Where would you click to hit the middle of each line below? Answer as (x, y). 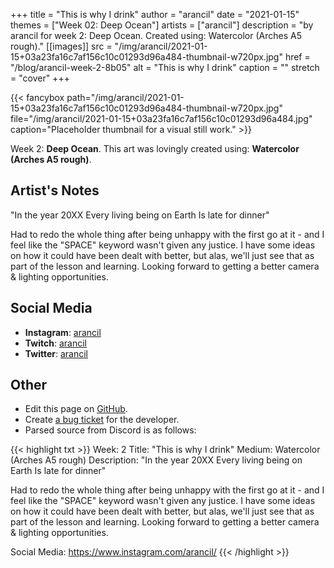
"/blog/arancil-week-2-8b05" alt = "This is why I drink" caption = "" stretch (165, 67)
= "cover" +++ (40, 78)
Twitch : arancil (55, 343)
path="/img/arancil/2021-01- (125, 97)
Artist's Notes (55, 190)
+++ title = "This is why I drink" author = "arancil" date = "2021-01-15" (155, 14)
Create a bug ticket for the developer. (102, 420)
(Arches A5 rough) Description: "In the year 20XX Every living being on (156, 460)
